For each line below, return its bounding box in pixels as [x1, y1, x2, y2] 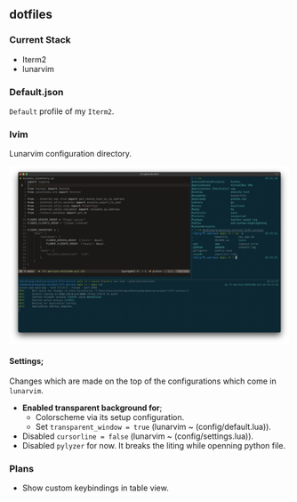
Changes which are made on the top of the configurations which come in [9, 376, 277, 386]
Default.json [9, 85, 64, 98]
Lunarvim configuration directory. [9, 149, 132, 159]
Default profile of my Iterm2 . [9, 106, 115, 117]
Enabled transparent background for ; [21, 402, 163, 413]
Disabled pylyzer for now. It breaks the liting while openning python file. [21, 440, 286, 450]
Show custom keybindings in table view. [21, 482, 169, 493]
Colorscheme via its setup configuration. [35, 411, 185, 422]
